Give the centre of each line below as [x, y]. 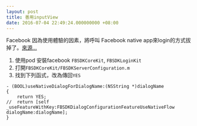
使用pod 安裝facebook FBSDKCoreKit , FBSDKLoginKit [78, 61]
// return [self [28, 102]
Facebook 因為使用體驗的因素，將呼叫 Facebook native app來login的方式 [96, 40]
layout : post [22, 12]
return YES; [32, 97]
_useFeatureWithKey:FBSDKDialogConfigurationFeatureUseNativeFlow [90, 108]
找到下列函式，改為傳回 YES [48, 75]
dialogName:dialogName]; [37, 113]
